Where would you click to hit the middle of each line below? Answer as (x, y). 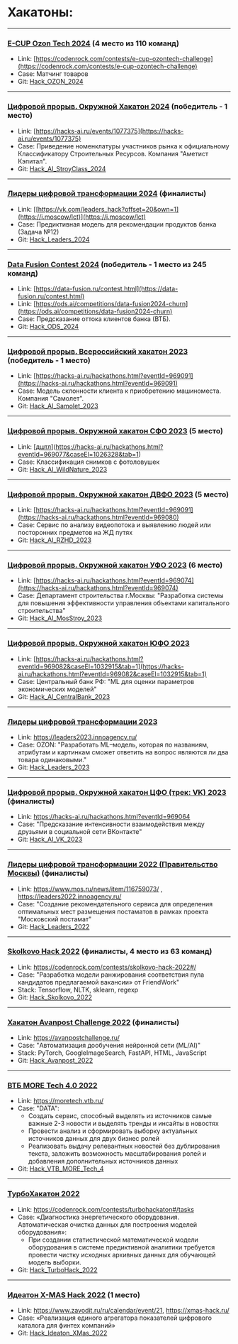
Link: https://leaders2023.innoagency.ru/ (77, 737)
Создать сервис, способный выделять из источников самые (120, 1116)
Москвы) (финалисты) (48, 873)
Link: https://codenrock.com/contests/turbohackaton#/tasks (106, 1209)
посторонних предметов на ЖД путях (75, 533)
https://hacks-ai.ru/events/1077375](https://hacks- (110, 131)
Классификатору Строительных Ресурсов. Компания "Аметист (113, 153)
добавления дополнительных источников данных (103, 1161)
